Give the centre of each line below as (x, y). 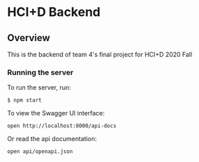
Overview (29, 38)
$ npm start (24, 100)
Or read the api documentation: (52, 139)
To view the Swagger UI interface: (56, 113)
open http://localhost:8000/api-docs (62, 126)
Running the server (40, 72)
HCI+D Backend (54, 12)
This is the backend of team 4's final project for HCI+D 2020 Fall (100, 54)
